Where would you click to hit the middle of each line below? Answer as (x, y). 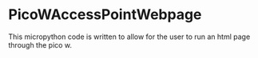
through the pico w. (40, 44)
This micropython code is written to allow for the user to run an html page (129, 37)
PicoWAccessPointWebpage (105, 15)
